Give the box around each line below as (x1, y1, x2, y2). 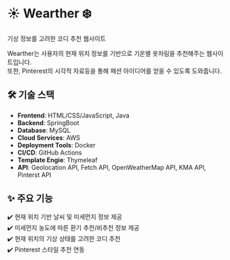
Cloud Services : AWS (17, 133, 81, 142)
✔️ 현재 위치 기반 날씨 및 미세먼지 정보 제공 (7, 212, 123, 221)
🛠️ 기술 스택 (7, 89, 54, 101)
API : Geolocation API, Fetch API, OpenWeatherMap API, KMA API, (17, 163, 206, 171)
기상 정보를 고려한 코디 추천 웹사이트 (7, 34, 106, 43)
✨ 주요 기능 (7, 193, 54, 205)
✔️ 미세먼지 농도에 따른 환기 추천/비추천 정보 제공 (7, 223, 140, 231)
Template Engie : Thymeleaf (17, 155, 98, 164)
